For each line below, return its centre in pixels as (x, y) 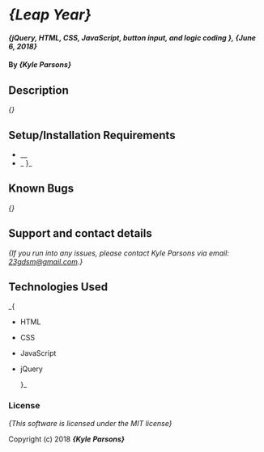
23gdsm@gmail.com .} (46, 261)
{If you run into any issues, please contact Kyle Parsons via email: (119, 253)
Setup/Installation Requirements (92, 135)
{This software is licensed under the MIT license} (90, 423)
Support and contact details (80, 233)
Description (38, 90)
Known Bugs (41, 189)
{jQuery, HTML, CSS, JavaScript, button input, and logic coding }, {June (132, 37)
